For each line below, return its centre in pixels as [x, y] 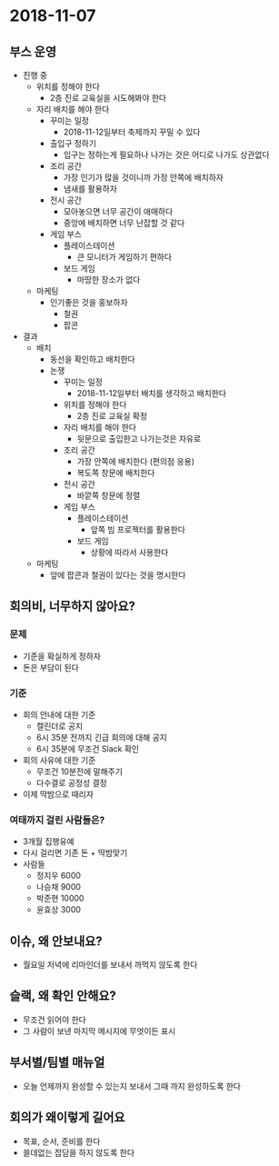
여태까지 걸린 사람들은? [57, 820]
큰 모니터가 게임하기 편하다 [125, 257]
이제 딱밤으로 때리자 [58, 794]
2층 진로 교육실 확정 [112, 416]
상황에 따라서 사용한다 [130, 552]
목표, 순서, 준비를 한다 [61, 1141]
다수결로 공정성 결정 [71, 782]
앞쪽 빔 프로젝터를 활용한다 [138, 529]
